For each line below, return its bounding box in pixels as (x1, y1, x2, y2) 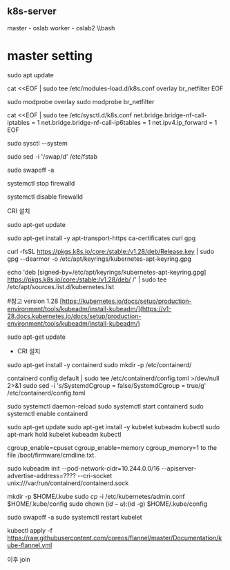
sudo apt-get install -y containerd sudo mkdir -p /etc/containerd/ (7, 360, 192, 368)
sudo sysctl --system (7, 139, 68, 147)
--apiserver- (161, 464, 197, 472)
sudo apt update (7, 70, 54, 79)
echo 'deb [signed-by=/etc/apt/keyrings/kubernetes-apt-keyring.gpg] (7, 268, 207, 276)
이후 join (7, 555, 31, 563)
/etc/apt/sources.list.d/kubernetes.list (7, 282, 115, 291)
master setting (7, 48, 93, 63)
